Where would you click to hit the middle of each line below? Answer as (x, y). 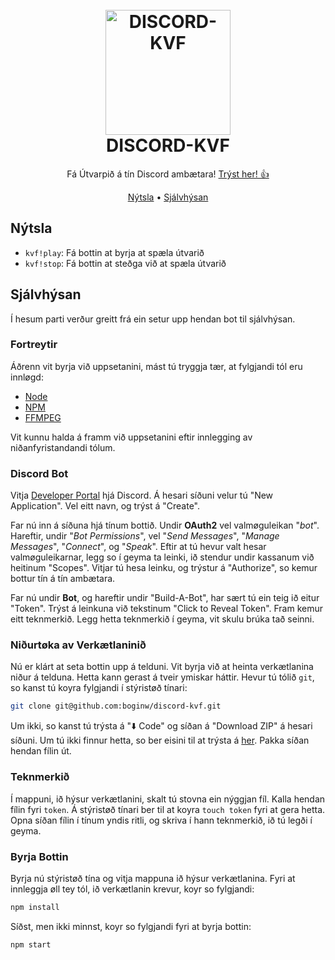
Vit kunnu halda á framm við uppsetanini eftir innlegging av (131, 437)
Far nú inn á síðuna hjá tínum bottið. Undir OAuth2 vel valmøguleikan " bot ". (165, 525)
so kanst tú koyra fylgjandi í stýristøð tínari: (99, 688)
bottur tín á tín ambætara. (63, 579)
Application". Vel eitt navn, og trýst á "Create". (105, 506)
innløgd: (27, 377)
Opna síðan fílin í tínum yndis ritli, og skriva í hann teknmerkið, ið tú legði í (161, 820)
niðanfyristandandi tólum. (63, 447)
